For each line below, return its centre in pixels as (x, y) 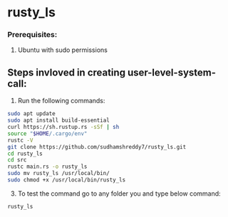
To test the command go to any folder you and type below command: (119, 194)
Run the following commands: (61, 101)
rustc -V (20, 140)
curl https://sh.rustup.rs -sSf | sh (63, 127)
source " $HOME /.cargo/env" (47, 133)
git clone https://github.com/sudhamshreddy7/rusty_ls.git (97, 147)
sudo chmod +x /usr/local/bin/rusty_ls (67, 180)
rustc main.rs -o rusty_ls (47, 167)
